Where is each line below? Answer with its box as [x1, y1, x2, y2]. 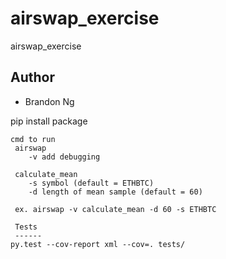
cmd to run [10, 134, 56, 144]
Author [10, 69, 55, 86]
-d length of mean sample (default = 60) [28, 187, 203, 197]
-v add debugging [28, 152, 101, 162]
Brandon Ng [24, 95, 75, 107]
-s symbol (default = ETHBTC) [28, 178, 155, 188]
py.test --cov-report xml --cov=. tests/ [10, 239, 186, 249]
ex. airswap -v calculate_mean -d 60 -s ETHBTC [14, 204, 217, 214]
